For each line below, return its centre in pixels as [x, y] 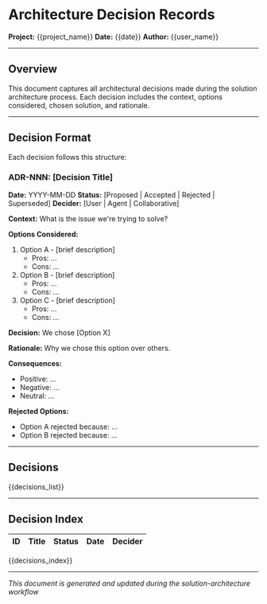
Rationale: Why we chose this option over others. [89, 348]
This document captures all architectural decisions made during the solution [133, 88]
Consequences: [35, 363]
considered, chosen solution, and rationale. [79, 105]
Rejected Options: [39, 411]
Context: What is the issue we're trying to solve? [88, 218]
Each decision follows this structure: [68, 157]
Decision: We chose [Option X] [59, 333]
